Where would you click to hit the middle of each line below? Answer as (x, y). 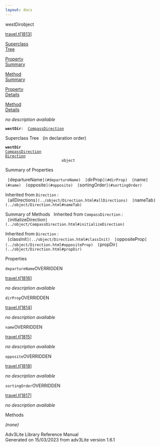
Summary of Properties (29, 170)
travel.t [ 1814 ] (19, 307)
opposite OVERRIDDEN (28, 356)
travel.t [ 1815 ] (18, 337)
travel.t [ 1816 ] (19, 278)
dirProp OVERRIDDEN (27, 297)
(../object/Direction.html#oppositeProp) (49, 245)
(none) (12, 424)
